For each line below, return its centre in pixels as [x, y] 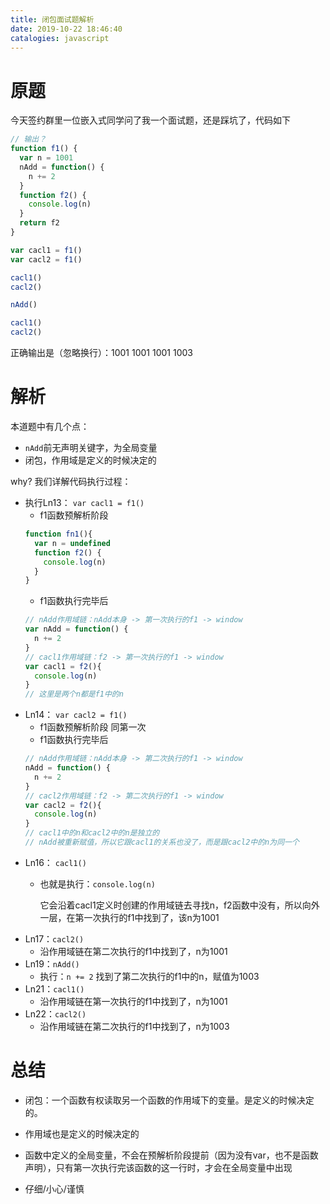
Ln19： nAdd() [52, 963]
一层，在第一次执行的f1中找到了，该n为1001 [129, 917]
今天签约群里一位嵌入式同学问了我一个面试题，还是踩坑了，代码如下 [150, 120]
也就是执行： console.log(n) [97, 883]
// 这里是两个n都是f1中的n [74, 694]
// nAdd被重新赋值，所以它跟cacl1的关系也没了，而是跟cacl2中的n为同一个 [162, 842]
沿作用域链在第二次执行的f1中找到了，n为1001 [133, 951]
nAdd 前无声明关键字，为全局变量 [91, 447]
